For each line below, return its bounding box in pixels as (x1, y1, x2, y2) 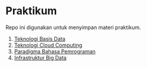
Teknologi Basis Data (14, 35, 66, 42)
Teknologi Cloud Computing (14, 42, 83, 49)
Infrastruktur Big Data (14, 54, 67, 61)
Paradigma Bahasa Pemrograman (14, 47, 96, 55)
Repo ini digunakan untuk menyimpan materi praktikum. (5, 24, 141, 31)
